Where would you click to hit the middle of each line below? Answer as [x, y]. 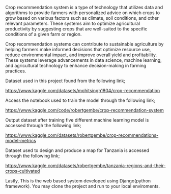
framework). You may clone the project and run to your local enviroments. [83, 186]
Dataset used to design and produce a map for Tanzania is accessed [77, 150]
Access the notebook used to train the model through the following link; [80, 100]
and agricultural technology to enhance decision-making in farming [76, 66]
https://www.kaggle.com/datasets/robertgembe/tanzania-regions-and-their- [85, 166]
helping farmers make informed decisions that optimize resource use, [78, 49]
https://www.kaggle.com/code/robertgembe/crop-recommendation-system [84, 110]
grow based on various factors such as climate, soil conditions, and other [82, 18]
